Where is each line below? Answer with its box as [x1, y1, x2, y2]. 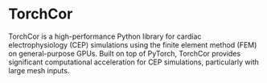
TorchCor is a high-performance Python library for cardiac [8, 31, 202, 41]
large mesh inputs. [8, 65, 70, 75]
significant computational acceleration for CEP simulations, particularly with [8, 57, 259, 67]
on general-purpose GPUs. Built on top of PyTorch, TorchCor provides [8, 48, 241, 58]
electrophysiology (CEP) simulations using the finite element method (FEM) [8, 39, 257, 49]
